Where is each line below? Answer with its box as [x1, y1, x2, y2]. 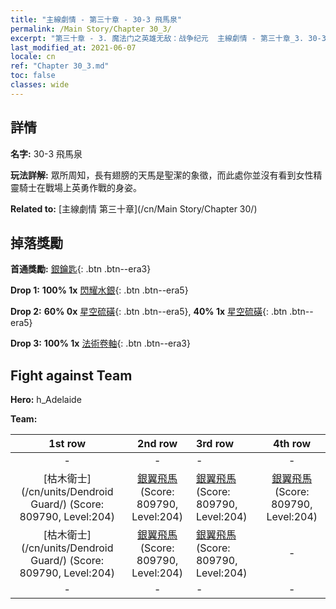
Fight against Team [10, 367, 133, 384]
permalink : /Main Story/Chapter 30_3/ [10, 24, 172, 34]
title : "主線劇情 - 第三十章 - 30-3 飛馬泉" [10, 14, 183, 25]
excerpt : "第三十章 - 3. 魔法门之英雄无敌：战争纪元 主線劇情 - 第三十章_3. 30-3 [10, 33, 327, 43]
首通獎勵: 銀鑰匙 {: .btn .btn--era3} [10, 263, 152, 275]
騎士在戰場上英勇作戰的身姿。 [18, 181, 142, 193]
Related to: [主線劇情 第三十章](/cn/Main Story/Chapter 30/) [10, 202, 258, 215]
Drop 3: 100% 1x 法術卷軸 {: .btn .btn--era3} [10, 337, 191, 350]
